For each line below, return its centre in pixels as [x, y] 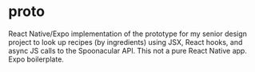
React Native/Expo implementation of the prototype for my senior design [128, 34]
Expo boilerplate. [36, 59]
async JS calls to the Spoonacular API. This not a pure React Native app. [128, 50]
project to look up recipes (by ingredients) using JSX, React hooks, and [126, 42]
